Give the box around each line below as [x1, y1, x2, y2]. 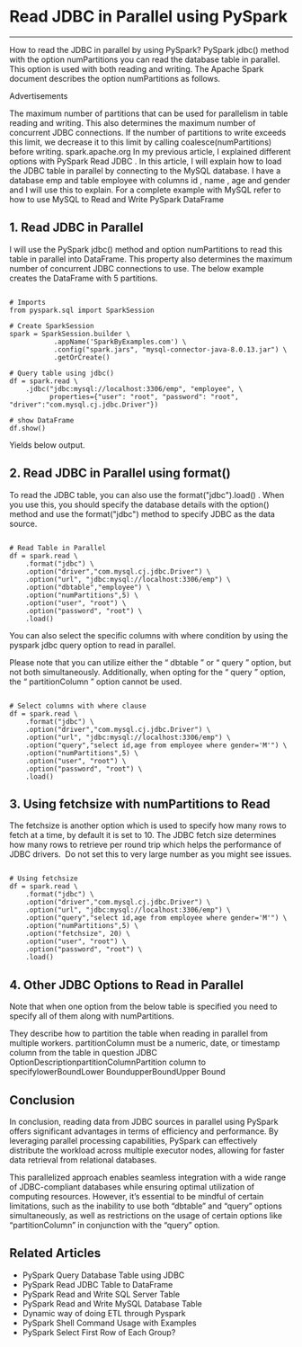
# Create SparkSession [9, 321, 94, 330]
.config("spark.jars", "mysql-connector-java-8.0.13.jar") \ [53, 344, 288, 354]
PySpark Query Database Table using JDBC [22, 1270, 185, 1280]
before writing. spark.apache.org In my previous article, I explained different [9, 146, 291, 156]
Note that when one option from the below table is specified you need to [9, 1001, 278, 1012]
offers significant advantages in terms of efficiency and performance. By [9, 1126, 279, 1137]
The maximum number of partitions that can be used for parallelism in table [9, 108, 289, 119]
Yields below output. [9, 439, 85, 450]
